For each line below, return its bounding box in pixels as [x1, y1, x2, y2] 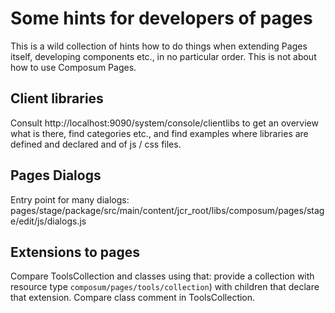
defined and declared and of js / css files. [10, 138, 182, 150]
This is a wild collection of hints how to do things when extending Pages [10, 40, 308, 52]
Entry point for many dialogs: [10, 193, 130, 206]
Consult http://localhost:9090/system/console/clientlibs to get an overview [10, 117, 319, 129]
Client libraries [10, 90, 104, 107]
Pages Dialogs [10, 167, 102, 184]
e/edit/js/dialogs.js [10, 215, 87, 227]
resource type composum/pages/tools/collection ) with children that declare [10, 281, 320, 293]
